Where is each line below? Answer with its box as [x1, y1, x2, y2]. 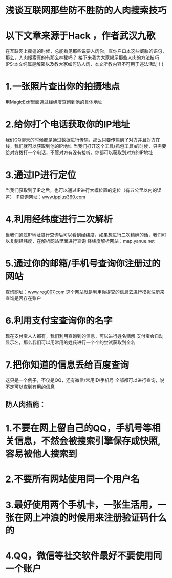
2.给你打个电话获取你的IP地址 [5, 119, 130, 130]
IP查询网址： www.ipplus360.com [15, 194, 86, 200]
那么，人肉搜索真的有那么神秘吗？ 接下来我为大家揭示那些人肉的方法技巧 [5, 54, 159, 61]
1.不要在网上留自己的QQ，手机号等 [5, 422, 152, 434]
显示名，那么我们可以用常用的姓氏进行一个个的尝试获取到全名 [5, 339, 136, 345]
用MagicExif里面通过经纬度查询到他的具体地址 [5, 99, 103, 105]
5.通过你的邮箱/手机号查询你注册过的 [5, 258, 161, 269]
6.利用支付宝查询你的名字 [5, 315, 113, 326]
